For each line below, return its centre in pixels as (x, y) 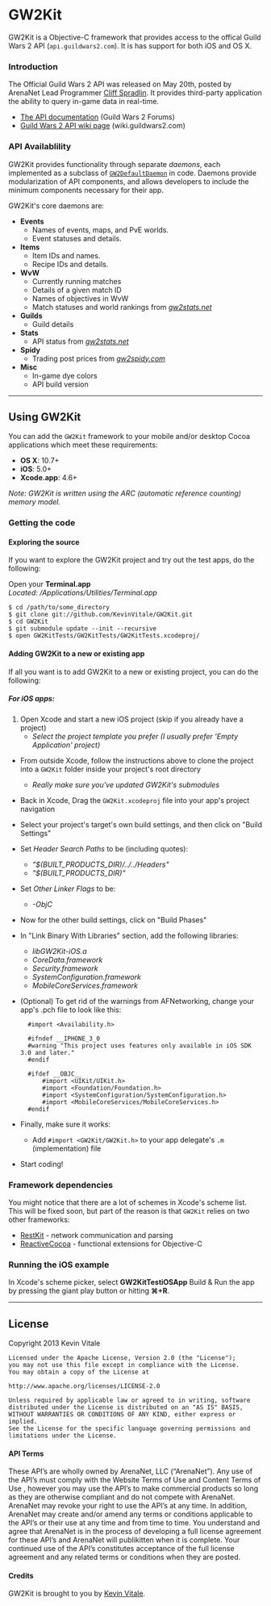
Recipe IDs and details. (70, 264)
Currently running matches (77, 281)
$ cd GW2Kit (28, 622)
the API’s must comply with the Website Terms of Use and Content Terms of (135, 1480)
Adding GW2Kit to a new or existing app (77, 654)
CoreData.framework (67, 960)
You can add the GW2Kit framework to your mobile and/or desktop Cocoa (129, 437)
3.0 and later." (47, 1052)
